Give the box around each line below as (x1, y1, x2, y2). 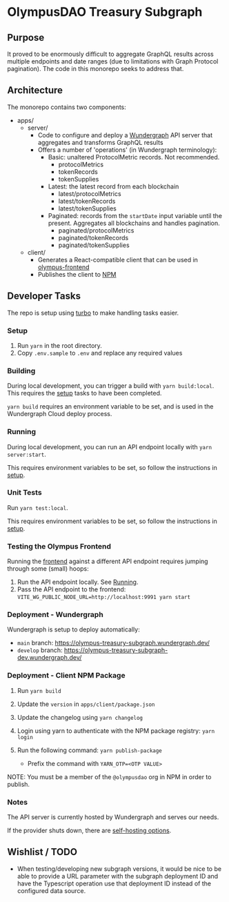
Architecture (7, 84, 63, 97)
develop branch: (17, 646, 63, 654)
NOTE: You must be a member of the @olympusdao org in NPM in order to (7, 772, 212, 781)
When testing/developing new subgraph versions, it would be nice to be (17, 864, 222, 873)
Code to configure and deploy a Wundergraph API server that (37, 130, 212, 139)
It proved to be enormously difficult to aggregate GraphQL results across (7, 50, 214, 58)
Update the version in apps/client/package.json (17, 700, 155, 708)
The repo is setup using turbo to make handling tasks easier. (7, 308, 179, 317)
